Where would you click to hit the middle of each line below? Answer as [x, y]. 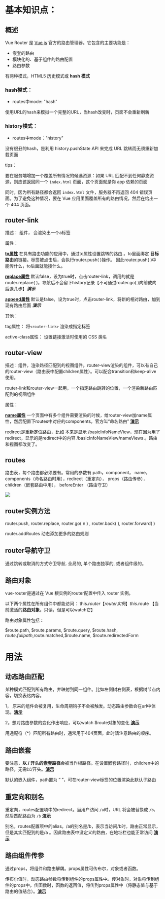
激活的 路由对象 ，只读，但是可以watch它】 [52, 610]
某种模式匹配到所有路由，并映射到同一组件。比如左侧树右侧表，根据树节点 [81, 689]
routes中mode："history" [38, 138]
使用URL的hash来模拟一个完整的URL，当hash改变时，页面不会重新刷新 [77, 112]
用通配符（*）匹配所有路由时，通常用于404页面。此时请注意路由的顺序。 [79, 733]
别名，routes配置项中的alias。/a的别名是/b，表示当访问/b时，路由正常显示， [83, 826]
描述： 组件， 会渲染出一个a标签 [38, 233]
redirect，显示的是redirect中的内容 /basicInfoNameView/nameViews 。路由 [81, 438]
